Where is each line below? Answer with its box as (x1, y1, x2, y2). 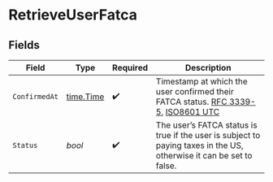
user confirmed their (155, 86, 234, 97)
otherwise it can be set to (155, 150, 253, 161)
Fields (8, 38, 41, 52)
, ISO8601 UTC (161, 106, 220, 117)
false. (155, 160, 177, 171)
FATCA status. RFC (155, 96, 227, 107)
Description (184, 63, 232, 73)
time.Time (66, 91, 105, 102)
